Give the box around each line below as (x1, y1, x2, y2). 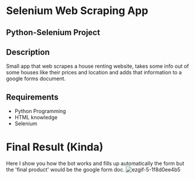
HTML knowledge (14, 114, 58, 121)
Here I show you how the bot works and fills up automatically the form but (6, 160, 184, 167)
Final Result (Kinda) (6, 140, 104, 154)
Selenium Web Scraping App (6, 4, 148, 18)
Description (6, 47, 50, 57)
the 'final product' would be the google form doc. (6, 166, 125, 173)
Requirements (6, 92, 59, 102)
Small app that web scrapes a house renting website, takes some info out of (6, 63, 189, 70)
